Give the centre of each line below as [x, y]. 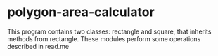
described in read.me [38, 46]
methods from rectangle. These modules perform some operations [104, 38]
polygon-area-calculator [81, 12]
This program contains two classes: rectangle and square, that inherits [109, 31]
